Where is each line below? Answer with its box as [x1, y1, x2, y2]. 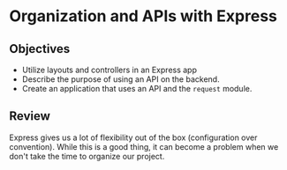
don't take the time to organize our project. [9, 151, 165, 161]
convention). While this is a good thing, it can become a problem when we [9, 141, 279, 152]
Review [9, 108, 51, 124]
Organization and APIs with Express [9, 6, 278, 26]
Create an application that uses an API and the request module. [21, 84, 253, 93]
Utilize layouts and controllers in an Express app [21, 64, 197, 75]
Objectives [9, 41, 71, 56]
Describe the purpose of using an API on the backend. [21, 74, 220, 85]
